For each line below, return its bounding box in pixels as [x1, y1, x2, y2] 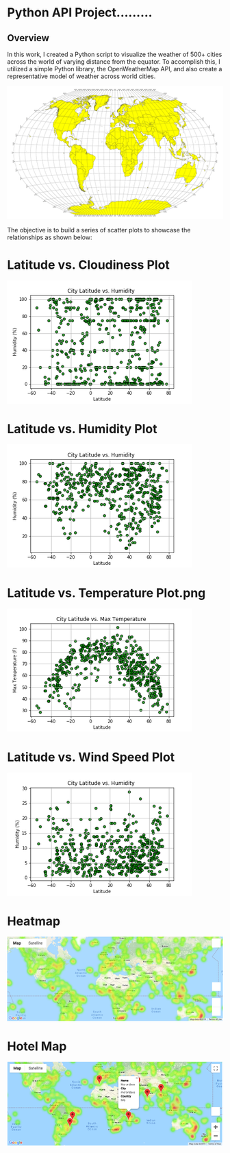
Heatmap [7, 914, 60, 929]
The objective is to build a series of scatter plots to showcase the [7, 226, 191, 234]
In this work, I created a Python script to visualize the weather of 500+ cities [7, 50, 222, 58]
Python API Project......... [7, 5, 153, 21]
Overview [7, 32, 50, 44]
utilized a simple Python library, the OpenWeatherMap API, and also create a [7, 65, 222, 73]
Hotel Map [7, 1039, 67, 1054]
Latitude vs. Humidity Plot [7, 422, 157, 437]
